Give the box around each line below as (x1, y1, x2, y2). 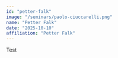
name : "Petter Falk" (6, 19, 58, 25)
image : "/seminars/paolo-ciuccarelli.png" (6, 14, 113, 20)
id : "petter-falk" (6, 8, 52, 15)
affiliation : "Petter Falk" (6, 30, 76, 36)
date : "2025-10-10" (6, 25, 55, 31)
